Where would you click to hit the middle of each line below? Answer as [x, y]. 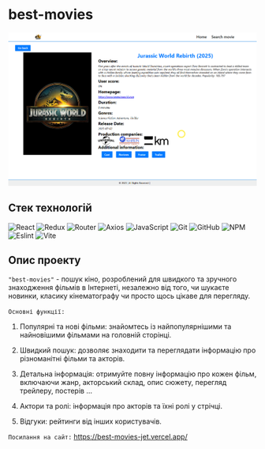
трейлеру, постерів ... [56, 391]
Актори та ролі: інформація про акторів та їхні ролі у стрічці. [121, 406]
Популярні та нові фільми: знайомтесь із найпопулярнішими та [125, 326]
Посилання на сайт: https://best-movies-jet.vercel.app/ [98, 437]
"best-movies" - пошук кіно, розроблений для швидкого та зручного [123, 279]
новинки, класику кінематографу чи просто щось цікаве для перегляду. [129, 296]
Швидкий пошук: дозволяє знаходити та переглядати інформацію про [138, 350]
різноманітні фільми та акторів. [72, 359]
